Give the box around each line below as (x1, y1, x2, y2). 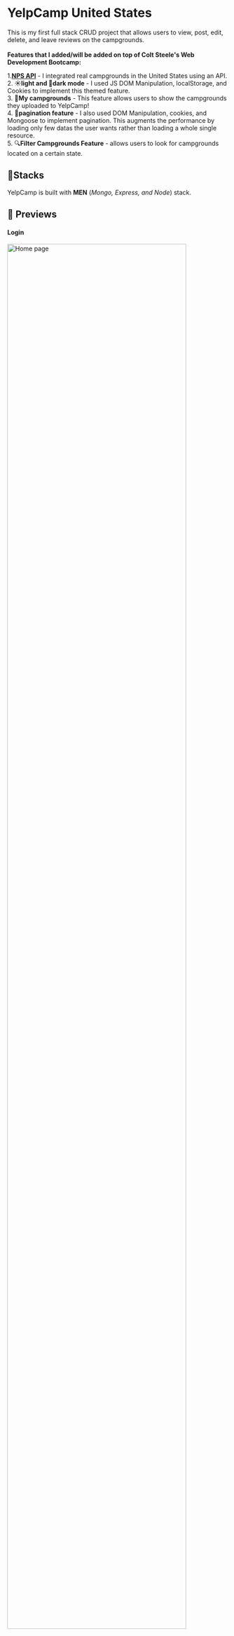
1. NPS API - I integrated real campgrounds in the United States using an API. (7, 72, 228, 80)
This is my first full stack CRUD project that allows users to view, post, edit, (7, 28, 224, 36)
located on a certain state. (7, 149, 83, 157)
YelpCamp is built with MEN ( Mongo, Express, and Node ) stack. (7, 188, 191, 196)
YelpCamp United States (7, 5, 152, 21)
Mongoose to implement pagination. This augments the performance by (7, 116, 215, 124)
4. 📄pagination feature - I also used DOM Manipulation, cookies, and (7, 109, 207, 117)
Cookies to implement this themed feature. (7, 86, 130, 95)
